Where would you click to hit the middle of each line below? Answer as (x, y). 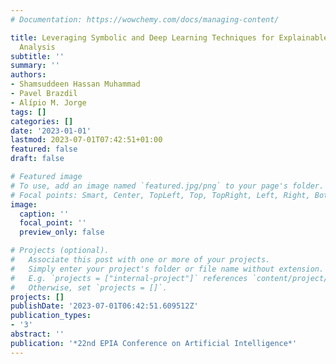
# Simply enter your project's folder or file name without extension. (167, 269)
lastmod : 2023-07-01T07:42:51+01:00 (86, 140)
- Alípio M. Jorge (48, 102)
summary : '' (35, 66)
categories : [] (42, 121)
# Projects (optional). (60, 251)
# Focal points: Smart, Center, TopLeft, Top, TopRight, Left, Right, (160, 195)
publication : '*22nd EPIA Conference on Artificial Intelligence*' (154, 343)
